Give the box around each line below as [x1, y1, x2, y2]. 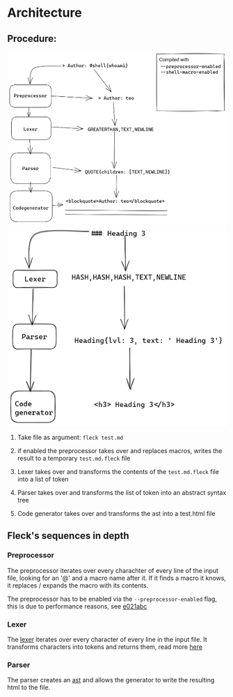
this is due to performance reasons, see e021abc [7, 602, 147, 611]
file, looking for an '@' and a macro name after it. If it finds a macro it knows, [7, 574, 226, 582]
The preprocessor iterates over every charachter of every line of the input [7, 566, 219, 574]
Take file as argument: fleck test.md [17, 434, 124, 442]
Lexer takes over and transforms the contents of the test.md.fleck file [17, 468, 219, 476]
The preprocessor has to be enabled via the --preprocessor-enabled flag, [7, 595, 218, 603]
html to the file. [7, 683, 51, 691]
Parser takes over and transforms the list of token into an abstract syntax [17, 489, 227, 497]
